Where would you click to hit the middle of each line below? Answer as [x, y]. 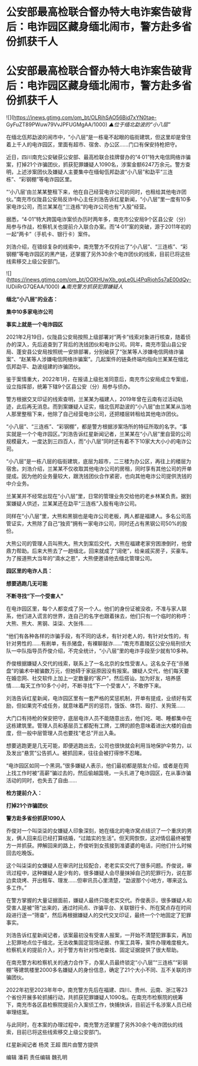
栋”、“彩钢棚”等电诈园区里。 [41, 179]
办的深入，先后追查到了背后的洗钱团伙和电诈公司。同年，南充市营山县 [91, 345]
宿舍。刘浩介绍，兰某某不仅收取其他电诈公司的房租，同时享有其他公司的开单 [99, 469]
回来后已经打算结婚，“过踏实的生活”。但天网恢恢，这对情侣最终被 [106, 838]
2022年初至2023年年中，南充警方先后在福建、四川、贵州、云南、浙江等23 [97, 990]
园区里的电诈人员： [29, 571]
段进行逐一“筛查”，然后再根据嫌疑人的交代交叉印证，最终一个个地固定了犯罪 [99, 915]
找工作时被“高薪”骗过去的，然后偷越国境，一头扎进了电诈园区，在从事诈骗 [101, 773]
